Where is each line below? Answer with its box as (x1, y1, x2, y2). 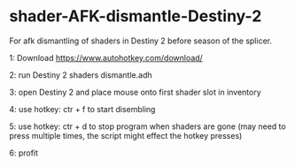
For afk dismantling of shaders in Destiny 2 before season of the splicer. (9, 35, 273, 46)
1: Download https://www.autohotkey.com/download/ (9, 52, 204, 63)
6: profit (9, 148, 38, 158)
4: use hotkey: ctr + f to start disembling (9, 103, 156, 114)
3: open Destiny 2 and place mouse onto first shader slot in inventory (9, 87, 261, 97)
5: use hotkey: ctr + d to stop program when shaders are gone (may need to (9, 121, 286, 132)
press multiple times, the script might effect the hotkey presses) (9, 130, 243, 140)
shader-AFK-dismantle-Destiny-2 (9, 6, 262, 27)
